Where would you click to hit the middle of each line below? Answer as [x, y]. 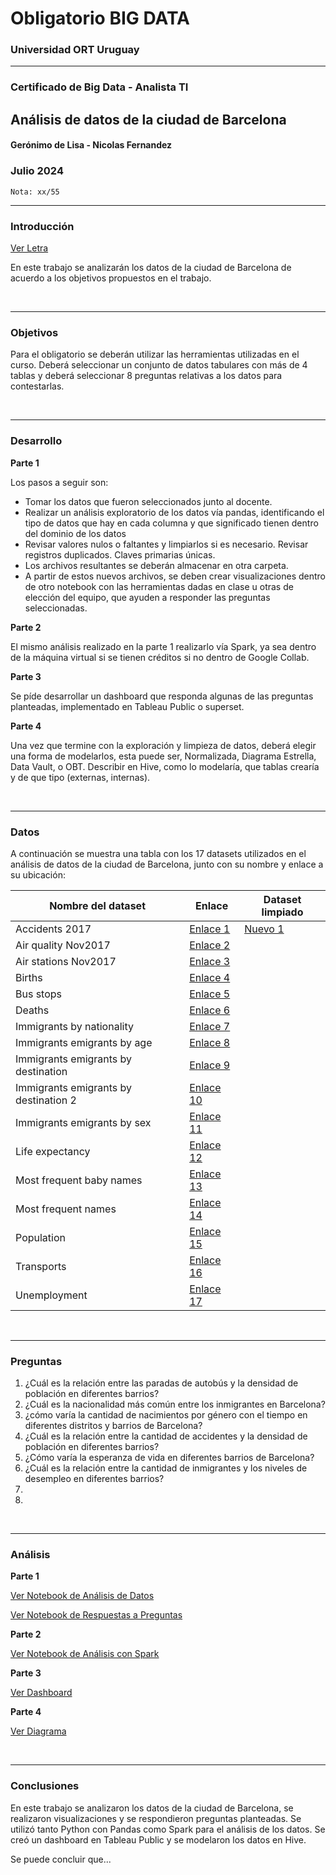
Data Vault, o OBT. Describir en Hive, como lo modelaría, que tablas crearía [165, 766]
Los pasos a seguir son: [59, 482]
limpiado [282, 912]
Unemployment [51, 1295]
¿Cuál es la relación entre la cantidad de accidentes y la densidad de [166, 1436]
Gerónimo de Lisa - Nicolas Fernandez [91, 145]
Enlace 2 [210, 945]
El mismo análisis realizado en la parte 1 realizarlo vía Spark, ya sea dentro [163, 646]
